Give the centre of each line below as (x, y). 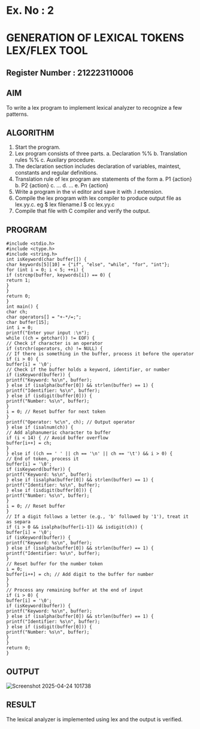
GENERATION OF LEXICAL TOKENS (95, 38)
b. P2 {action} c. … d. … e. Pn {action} (62, 185)
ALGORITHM (30, 133)
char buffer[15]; (28, 322)
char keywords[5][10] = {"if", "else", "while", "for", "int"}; (88, 265)
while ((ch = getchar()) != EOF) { (51, 338)
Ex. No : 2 (30, 10)
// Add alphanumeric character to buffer (59, 433)
